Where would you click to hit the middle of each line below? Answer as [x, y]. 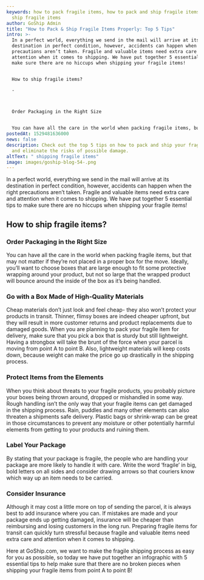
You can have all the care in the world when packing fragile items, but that [99, 255]
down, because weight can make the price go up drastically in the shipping [100, 355]
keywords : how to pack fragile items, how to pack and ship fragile [95, 12]
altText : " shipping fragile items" [53, 156]
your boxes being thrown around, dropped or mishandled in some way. [95, 397]
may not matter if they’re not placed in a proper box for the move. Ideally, [98, 261]
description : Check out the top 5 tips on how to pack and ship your [96, 145]
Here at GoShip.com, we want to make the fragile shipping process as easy [100, 551]
